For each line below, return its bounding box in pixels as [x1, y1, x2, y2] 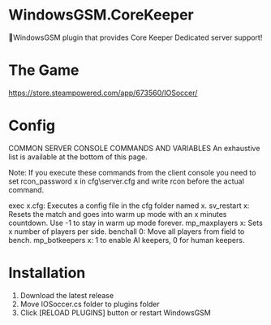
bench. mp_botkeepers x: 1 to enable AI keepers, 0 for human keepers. [8, 235, 245, 245]
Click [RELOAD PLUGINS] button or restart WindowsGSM [19, 307, 211, 318]
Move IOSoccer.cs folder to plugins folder [19, 299, 160, 309]
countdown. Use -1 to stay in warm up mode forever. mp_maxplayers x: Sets [8, 218, 264, 227]
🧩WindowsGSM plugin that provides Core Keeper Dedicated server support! [8, 32, 263, 42]
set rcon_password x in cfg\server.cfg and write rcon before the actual [8, 176, 245, 186]
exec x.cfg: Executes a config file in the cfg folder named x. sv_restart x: [8, 201, 250, 210]
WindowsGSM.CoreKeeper [8, 6, 194, 24]
